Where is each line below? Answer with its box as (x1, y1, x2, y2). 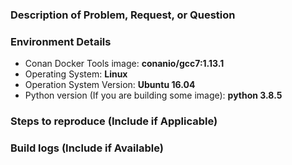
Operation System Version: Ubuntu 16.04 (24, 79, 196, 91)
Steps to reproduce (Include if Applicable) (10, 114, 218, 128)
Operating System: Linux (24, 68, 128, 80)
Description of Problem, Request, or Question (10, 8, 236, 22)
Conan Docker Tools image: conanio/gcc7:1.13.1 (24, 58, 225, 70)
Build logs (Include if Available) (10, 141, 164, 155)
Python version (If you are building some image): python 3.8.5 (24, 89, 283, 102)
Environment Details (10, 34, 112, 48)
